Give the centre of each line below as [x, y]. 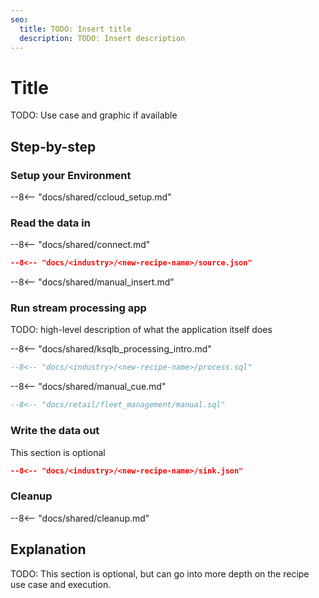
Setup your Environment [71, 175]
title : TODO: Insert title [75, 29]
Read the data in [50, 223]
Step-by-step [53, 146]
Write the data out [55, 431]
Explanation [48, 549]
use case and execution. [61, 584]
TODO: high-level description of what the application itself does [141, 330]
